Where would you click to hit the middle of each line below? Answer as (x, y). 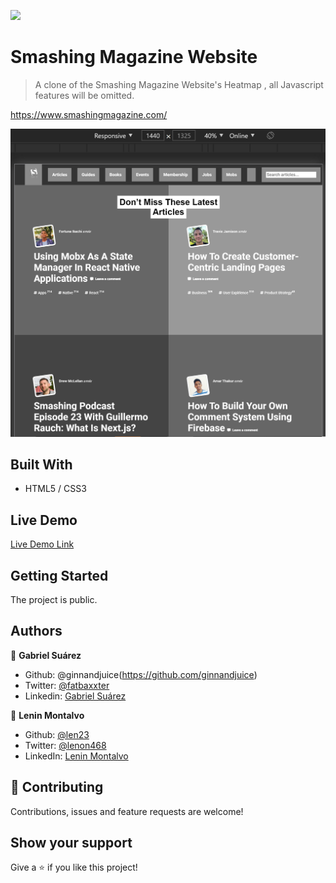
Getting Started (59, 575)
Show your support (71, 843)
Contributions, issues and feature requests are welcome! (127, 811)
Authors (36, 631)
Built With (41, 464)
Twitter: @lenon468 (65, 745)
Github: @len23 (57, 734)
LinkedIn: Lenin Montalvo (76, 756)
